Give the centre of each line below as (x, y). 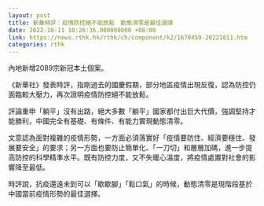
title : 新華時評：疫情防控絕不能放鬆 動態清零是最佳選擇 (91, 23)
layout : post (29, 15)
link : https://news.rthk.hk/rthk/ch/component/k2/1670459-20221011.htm (128, 37)
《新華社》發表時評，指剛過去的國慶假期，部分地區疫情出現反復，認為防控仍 (132, 85)
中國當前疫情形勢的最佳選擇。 (56, 194)
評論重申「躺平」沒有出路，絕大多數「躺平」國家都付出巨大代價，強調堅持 (128, 112)
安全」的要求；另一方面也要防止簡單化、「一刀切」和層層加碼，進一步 (134, 148)
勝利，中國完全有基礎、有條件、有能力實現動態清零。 (101, 121)
